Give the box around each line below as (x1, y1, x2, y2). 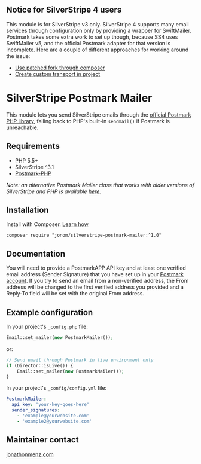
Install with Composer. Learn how (6, 221, 89, 228)
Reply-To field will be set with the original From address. (6, 290, 145, 297)
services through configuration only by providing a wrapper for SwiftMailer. (6, 27, 192, 34)
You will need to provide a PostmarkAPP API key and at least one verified (6, 264, 187, 271)
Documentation (6, 248, 66, 259)
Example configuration (6, 307, 93, 318)
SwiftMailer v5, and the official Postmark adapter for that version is (6, 39, 171, 47)
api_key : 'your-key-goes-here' (11, 402, 90, 408)
